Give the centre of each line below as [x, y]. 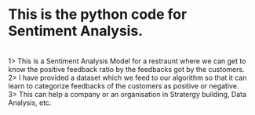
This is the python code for [98, 14]
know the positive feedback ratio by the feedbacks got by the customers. [126, 69]
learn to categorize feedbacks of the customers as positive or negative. [124, 86]
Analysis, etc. [30, 102]
